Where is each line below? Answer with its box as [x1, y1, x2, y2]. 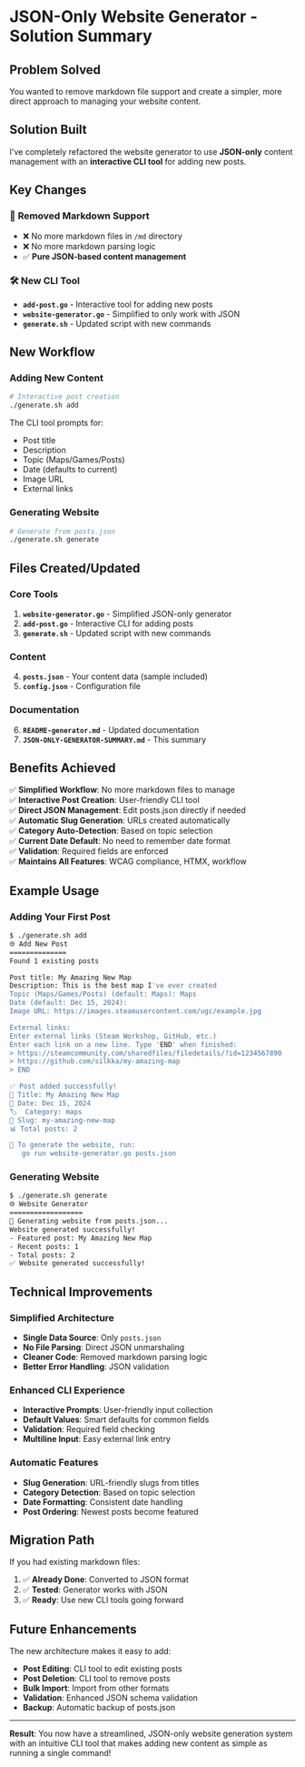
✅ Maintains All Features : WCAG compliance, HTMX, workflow [9, 856, 247, 867]
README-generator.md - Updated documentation [22, 724, 200, 735]
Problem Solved [9, 62, 102, 77]
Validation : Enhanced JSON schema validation [22, 1692, 198, 1703]
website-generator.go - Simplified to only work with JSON [22, 308, 241, 320]
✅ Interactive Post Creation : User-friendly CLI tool [9, 795, 200, 806]
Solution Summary [9, 25, 152, 46]
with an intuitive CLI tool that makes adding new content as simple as [9, 1738, 268, 1749]
